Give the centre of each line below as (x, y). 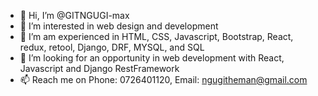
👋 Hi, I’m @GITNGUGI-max (74, 15)
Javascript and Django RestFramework (99, 68)
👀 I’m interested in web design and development (119, 26)
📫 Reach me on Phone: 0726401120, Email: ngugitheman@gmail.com (163, 79)
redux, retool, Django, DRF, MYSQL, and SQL (112, 47)
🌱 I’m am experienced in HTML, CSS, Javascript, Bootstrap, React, (156, 36)
